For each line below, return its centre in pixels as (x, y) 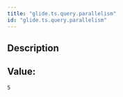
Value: (22, 72)
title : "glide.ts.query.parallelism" (62, 14)
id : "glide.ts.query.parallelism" (57, 20)
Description (33, 48)
